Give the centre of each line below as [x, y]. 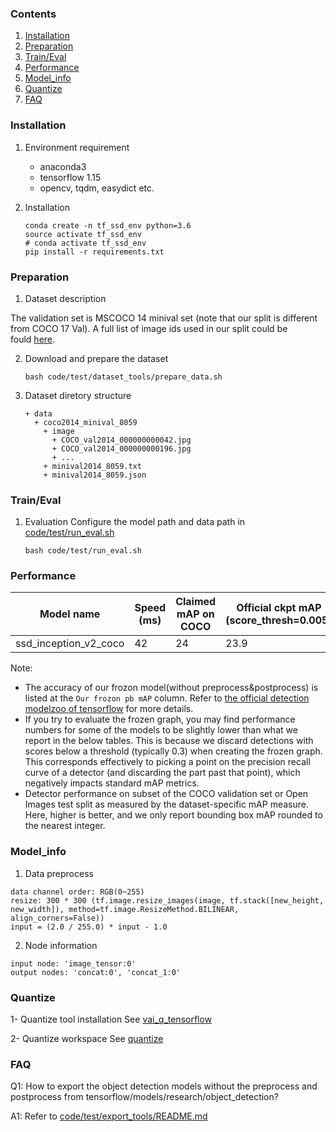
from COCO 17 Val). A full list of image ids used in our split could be [149, 328]
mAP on [195, 614]
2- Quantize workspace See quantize [87, 1039]
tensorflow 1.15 [70, 177]
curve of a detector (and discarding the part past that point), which [162, 773]
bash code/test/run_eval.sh [83, 551]
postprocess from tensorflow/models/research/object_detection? [144, 1097]
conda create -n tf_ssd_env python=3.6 [108, 225]
